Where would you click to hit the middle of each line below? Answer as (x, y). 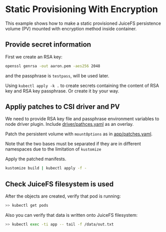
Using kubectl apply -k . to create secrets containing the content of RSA (82, 85)
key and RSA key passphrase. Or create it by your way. (62, 91)
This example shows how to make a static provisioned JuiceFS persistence (83, 23)
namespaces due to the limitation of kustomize (53, 149)
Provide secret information (48, 45)
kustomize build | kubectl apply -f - (46, 168)
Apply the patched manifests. (36, 159)
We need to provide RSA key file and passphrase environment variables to (82, 119)
